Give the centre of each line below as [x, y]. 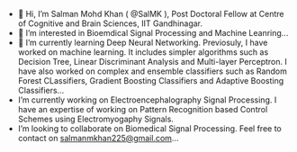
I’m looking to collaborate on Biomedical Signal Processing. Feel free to [149, 129]
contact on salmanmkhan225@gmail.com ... [98, 138]
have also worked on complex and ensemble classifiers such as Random [153, 71]
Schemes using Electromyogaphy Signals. [95, 119]
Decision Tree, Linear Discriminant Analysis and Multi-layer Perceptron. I [153, 62]
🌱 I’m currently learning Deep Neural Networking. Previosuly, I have [143, 42]
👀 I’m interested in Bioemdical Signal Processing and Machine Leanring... [153, 33]
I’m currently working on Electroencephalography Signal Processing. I [147, 100]
